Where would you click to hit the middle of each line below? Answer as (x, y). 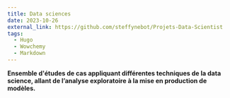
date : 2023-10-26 (33, 20)
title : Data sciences (39, 14)
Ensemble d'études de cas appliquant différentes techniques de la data (114, 73)
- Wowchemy (30, 47)
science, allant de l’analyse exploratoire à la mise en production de (107, 80)
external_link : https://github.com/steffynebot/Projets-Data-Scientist (115, 27)
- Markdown (30, 54)
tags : (15, 33)
